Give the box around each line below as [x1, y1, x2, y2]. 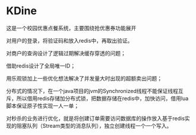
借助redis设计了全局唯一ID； [6, 62, 76, 69]
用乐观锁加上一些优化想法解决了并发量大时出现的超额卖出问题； [6, 75, 162, 82]
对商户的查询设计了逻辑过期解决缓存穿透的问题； [6, 49, 126, 57]
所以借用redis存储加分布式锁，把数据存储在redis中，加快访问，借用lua [16, 95, 189, 102]
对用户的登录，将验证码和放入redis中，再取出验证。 [6, 37, 133, 44]
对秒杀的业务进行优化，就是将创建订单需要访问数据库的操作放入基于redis [6, 114, 185, 122]
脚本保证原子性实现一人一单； [6, 102, 79, 109]
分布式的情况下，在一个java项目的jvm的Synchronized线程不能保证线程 [6, 87, 178, 94]
